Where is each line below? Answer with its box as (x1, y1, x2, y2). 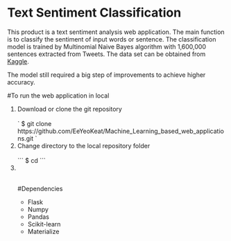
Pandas (27, 213, 50, 221)
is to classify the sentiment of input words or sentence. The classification (7, 35, 216, 43)
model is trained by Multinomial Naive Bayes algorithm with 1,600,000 (7, 42, 207, 51)
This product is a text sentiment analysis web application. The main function (7, 28, 225, 36)
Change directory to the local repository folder (17, 141, 151, 150)
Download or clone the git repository (17, 105, 123, 113)
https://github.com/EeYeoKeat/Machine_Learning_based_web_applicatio (17, 127, 224, 135)
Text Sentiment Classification (7, 5, 182, 21)
